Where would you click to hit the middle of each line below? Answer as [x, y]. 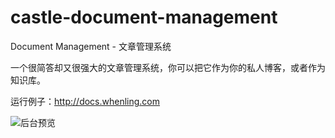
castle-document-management [144, 17]
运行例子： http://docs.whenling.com [85, 101]
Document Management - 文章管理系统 [91, 46]
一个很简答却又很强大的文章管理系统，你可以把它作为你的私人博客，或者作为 [168, 67]
